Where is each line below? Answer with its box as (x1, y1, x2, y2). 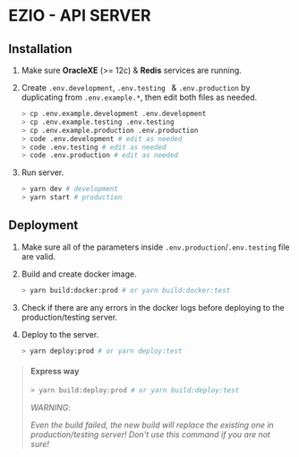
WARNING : (30, 401, 71, 413)
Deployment (8, 217, 79, 233)
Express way (30, 365, 80, 377)
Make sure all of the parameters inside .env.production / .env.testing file (21, 242, 290, 252)
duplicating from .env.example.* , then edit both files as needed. (21, 92, 257, 102)
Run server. (21, 167, 64, 178)
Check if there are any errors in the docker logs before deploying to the (21, 302, 285, 312)
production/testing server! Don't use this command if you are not (30, 428, 270, 440)
